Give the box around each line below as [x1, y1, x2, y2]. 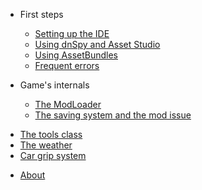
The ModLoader [34, 99, 102, 110]
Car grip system [19, 150, 87, 161]
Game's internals [19, 79, 90, 91]
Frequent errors [34, 60, 100, 71]
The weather [19, 139, 73, 151]
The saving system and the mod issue [34, 109, 192, 121]
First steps [19, 9, 64, 20]
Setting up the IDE [34, 28, 110, 39]
